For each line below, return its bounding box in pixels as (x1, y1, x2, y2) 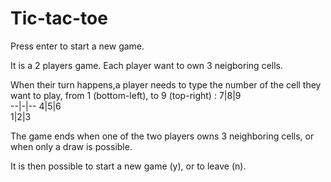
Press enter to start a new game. (10, 40, 145, 52)
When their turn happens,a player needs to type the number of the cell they (10, 78, 322, 91)
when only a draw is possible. (10, 140, 133, 152)
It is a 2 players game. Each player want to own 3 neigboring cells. (10, 59, 283, 71)
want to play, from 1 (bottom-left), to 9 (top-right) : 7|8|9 (10, 89, 242, 101)
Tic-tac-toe (10, 7, 108, 30)
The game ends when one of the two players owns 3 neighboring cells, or (10, 130, 315, 142)
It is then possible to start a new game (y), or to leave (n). (10, 160, 247, 172)
